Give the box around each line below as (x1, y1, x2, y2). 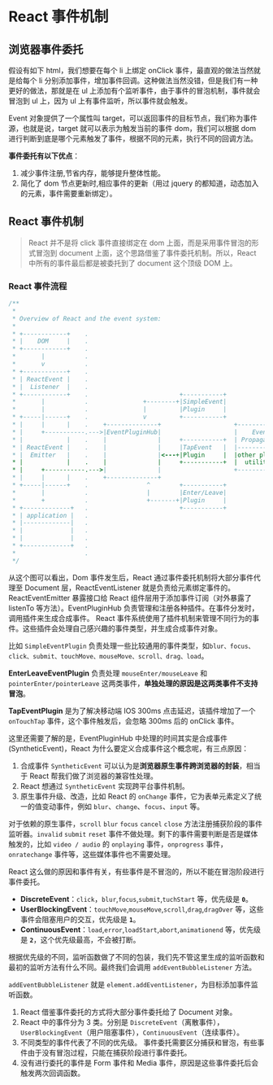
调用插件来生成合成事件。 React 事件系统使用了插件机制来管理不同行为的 (8, 613, 253, 623)
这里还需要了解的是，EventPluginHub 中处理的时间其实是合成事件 (8, 733, 228, 743)
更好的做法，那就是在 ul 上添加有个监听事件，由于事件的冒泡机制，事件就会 (8, 86, 261, 95)
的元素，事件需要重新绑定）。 (19, 189, 117, 198)
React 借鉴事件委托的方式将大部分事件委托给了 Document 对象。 (19, 1007, 237, 1017)
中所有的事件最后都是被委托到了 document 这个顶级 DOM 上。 (28, 258, 237, 268)
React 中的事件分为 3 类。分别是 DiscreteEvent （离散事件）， (19, 1017, 224, 1026)
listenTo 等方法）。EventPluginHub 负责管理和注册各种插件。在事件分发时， (8, 603, 259, 613)
